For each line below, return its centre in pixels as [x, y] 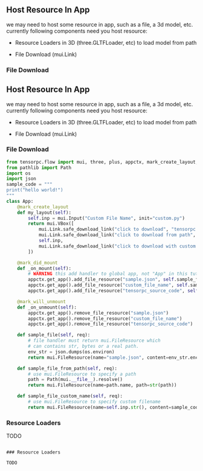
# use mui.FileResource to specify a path [82, 374]
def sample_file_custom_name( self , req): [70, 396]
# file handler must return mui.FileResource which [95, 341]
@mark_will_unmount [42, 301]
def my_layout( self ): [44, 213]
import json [21, 179]
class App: [20, 201]
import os [19, 173]
